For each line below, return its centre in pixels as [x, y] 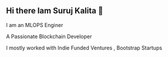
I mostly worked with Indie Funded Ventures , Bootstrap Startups [84, 48]
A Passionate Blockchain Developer [49, 36]
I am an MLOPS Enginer [35, 25]
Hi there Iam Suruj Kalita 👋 [55, 11]
